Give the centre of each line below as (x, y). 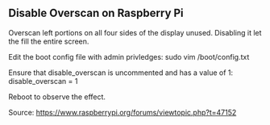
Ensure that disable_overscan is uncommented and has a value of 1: (121, 73)
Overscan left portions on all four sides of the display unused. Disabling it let (135, 32)
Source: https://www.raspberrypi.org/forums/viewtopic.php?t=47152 (123, 112)
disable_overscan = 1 (43, 81)
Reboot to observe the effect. (57, 97)
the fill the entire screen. (49, 41)
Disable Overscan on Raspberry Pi (96, 13)
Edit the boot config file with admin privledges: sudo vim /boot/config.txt (129, 56)
